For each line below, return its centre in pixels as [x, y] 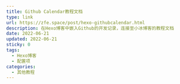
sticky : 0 [18, 45]
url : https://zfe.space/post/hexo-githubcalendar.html [76, 22]
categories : [21, 67]
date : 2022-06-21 [28, 34]
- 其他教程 [23, 72]
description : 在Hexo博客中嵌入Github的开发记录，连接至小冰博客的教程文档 [90, 28]
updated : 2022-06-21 [32, 39]
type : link [20, 17]
